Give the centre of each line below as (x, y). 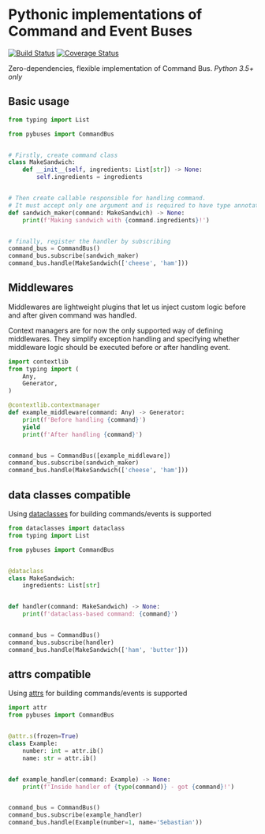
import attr (28, 708)
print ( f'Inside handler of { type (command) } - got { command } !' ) (129, 787)
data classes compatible (70, 495)
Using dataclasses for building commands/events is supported (110, 514)
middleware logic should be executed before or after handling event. (119, 347)
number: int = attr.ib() (63, 750)
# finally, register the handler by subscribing (90, 241)
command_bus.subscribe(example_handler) (76, 815)
